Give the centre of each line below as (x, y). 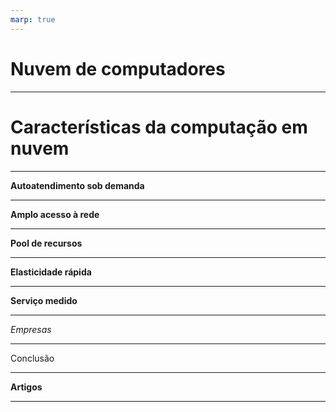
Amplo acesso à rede (55, 214)
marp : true (33, 19)
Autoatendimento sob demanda (77, 185)
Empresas (31, 329)
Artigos (26, 387)
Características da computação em (159, 127)
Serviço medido (44, 300)
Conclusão (32, 358)
